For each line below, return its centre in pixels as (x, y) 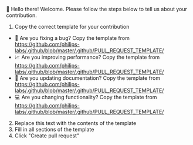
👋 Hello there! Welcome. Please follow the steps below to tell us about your (97, 9)
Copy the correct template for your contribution (72, 27)
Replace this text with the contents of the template (75, 123)
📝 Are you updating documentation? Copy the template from (87, 78)
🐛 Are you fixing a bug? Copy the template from (72, 38)
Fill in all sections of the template (54, 129)
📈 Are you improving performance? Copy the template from (87, 57)
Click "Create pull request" (47, 136)
